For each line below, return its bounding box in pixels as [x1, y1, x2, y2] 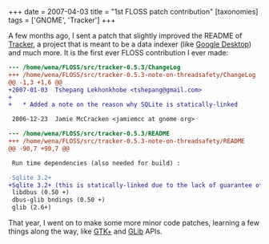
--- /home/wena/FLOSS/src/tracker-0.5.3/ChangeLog [8, 63, 181, 71]
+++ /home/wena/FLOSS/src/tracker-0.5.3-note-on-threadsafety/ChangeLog [8, 71, 256, 79]
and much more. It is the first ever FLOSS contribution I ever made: [8, 48, 229, 57]
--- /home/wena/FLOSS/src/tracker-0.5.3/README [8, 130, 171, 138]
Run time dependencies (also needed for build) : [11, 159, 181, 167]
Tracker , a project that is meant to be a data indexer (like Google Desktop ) [8, 39, 252, 49]
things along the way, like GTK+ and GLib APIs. [8, 226, 163, 236]
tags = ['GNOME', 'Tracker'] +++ [8, 15, 116, 25]
